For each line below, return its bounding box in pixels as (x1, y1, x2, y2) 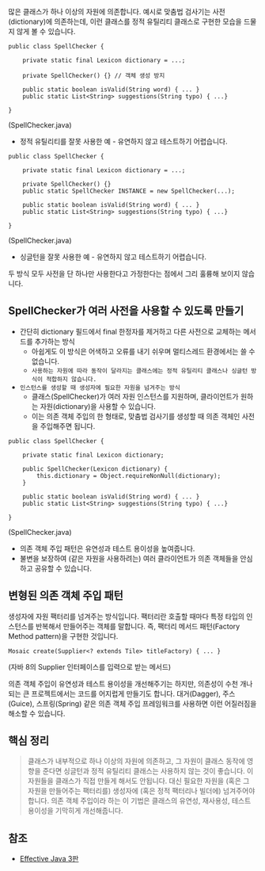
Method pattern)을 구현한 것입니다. (8, 631, 119, 640)
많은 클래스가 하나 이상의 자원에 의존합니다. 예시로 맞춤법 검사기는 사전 (8, 7, 225, 16)
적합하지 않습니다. (46, 375, 97, 383)
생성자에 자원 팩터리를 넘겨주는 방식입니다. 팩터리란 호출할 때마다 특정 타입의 (8, 611, 245, 621)
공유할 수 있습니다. (34, 563, 93, 573)
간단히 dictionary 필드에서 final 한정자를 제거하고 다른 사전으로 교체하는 (19, 327, 242, 336)
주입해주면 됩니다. (40, 421, 96, 430)
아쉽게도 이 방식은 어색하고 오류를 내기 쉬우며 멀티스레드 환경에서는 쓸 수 (31, 346, 256, 356)
